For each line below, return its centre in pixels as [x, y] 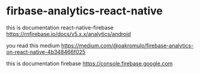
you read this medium [33, 45]
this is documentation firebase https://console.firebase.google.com [89, 63]
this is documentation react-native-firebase [60, 28]
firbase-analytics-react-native [85, 11]
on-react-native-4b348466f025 [46, 51]
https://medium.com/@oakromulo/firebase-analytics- [127, 45]
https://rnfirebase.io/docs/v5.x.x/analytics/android [68, 34]
